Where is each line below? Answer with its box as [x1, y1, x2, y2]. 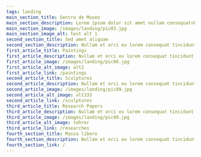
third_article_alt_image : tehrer [6, 120, 90, 126]
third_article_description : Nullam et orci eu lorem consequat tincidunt [6, 109, 194, 115]
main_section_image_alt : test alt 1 [6, 31, 98, 37]
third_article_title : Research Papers [6, 103, 103, 109]
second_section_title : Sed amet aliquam [6, 36, 109, 42]
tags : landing [6, 8, 42, 15]
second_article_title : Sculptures [6, 75, 93, 81]
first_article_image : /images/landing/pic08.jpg [6, 59, 130, 64]
